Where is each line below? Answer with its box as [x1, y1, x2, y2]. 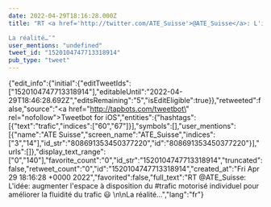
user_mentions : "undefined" [8, 41, 103, 49]
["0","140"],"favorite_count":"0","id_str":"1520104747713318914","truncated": [8, 155, 263, 165]
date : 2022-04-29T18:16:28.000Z [8, 11, 117, 20]
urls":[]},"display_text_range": [8, 147, 106, 156]
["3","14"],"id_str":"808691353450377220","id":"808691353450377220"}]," [8, 139, 260, 147]
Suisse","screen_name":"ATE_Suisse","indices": [58, 130, 216, 139]
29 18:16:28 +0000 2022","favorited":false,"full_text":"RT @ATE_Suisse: [8, 172, 247, 182]
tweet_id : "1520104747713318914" [8, 49, 121, 57]
